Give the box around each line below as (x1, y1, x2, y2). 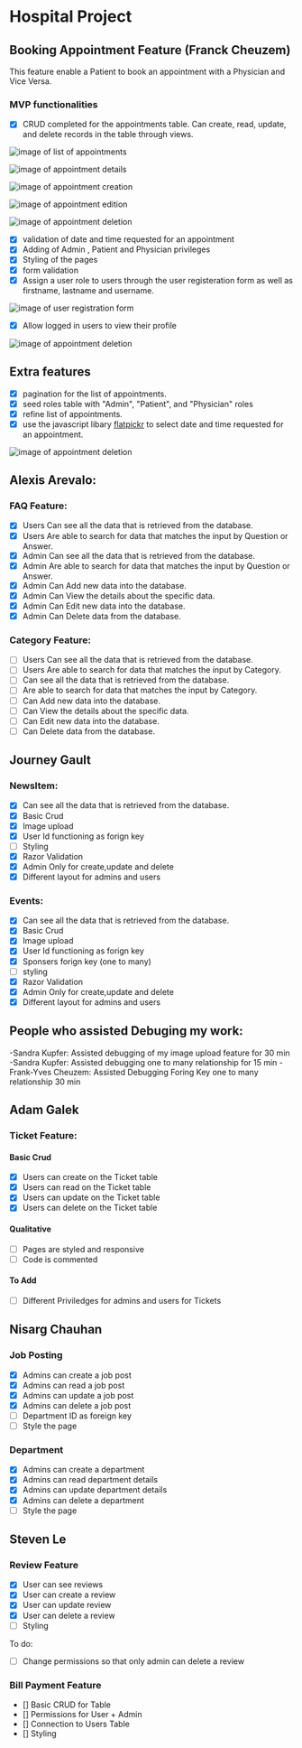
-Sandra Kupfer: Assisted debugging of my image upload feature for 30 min (9, 1047, 290, 1058)
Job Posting (9, 1349, 63, 1362)
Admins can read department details (22, 1474, 159, 1485)
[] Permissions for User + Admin (22, 1709, 142, 1720)
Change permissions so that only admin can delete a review (22, 1655, 245, 1667)
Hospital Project (9, 6, 133, 27)
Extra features (9, 364, 92, 380)
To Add (9, 1275, 37, 1286)
